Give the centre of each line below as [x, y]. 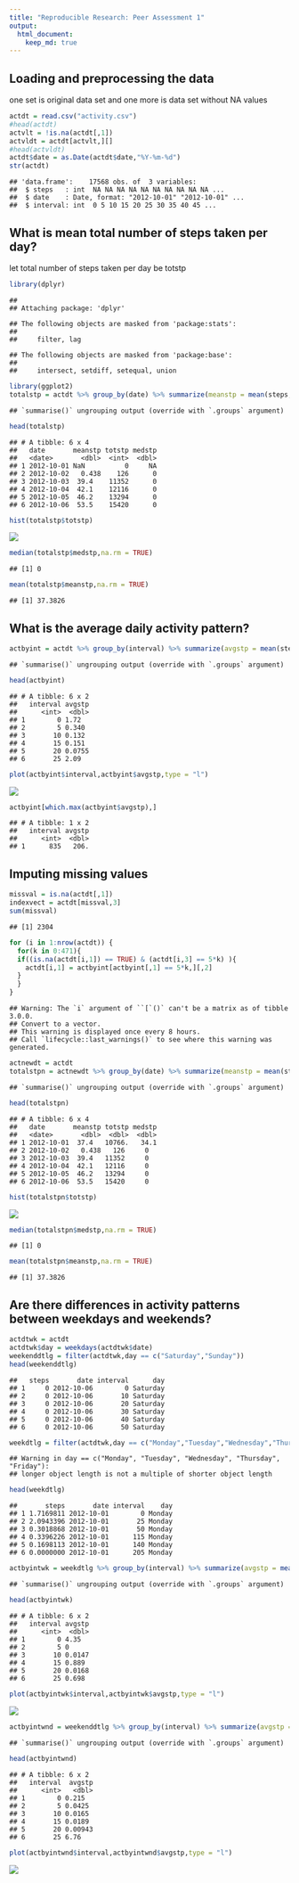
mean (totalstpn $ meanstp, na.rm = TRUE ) [81, 1262]
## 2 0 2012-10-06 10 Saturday [87, 1396]
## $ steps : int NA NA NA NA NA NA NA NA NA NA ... [117, 190]
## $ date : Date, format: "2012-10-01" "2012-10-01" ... [127, 198]
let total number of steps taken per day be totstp [98, 268]
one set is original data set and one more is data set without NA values [138, 100]
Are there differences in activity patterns [125, 1305]
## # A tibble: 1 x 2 [49, 823]
